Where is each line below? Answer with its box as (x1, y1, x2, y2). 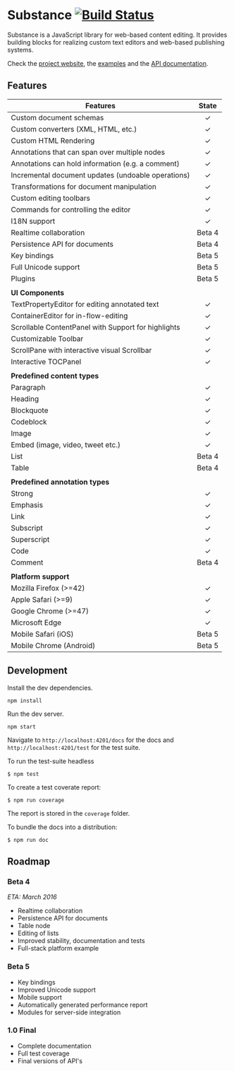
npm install (7, 697, 42, 704)
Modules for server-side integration (17, 1008, 121, 1017)
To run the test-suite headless (7, 757, 94, 765)
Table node (17, 922, 51, 930)
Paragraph (11, 382, 46, 392)
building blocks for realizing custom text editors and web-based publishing (7, 37, 225, 46)
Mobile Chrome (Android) (11, 640, 96, 650)
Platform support (11, 572, 70, 581)
